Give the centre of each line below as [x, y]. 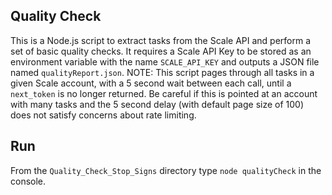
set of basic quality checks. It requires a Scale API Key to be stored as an [161, 51]
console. [28, 181]
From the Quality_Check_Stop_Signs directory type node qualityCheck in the [166, 170]
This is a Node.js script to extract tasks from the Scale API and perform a [161, 40]
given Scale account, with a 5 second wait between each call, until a [151, 83]
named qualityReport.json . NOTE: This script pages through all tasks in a [162, 72]
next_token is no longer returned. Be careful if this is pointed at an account [164, 93]
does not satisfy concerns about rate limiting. [103, 115]
